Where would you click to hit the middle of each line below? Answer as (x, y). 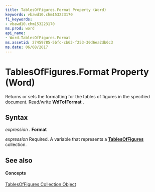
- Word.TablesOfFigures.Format (38, 38)
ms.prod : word (20, 29)
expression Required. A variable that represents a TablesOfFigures (74, 139)
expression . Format (26, 130)
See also (19, 160)
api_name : (16, 33)
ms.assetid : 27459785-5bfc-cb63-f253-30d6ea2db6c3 (59, 43)
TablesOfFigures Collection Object (41, 184)
